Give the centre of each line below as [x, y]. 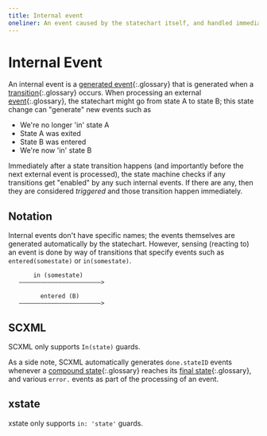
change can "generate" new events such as [80, 110]
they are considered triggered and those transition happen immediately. [126, 191]
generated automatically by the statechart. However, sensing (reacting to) [129, 244]
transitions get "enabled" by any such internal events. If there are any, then [131, 183]
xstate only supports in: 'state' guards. [75, 423]
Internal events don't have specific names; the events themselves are [122, 236]
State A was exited [50, 134]
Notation [31, 216]
